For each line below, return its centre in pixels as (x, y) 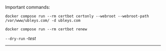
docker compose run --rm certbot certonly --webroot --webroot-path (77, 16)
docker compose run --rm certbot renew (46, 29)
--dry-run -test (21, 38)
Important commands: (28, 7)
